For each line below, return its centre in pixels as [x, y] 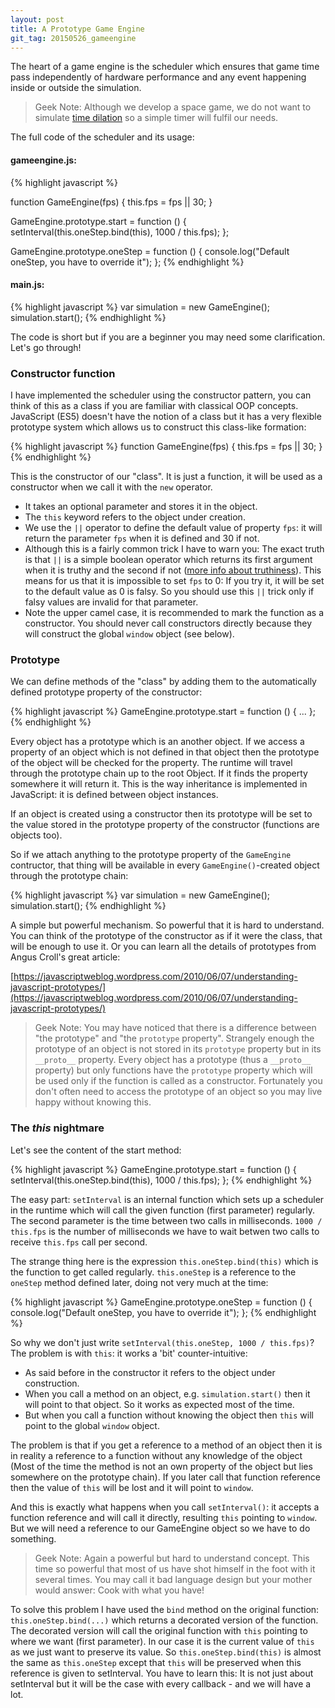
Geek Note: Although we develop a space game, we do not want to [173, 107]
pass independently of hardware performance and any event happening [158, 77]
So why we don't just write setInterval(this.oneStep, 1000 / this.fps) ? [162, 1342]
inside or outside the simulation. [76, 88]
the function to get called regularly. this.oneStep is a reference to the [153, 1272]
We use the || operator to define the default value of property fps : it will [173, 528]
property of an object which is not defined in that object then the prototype [165, 752]
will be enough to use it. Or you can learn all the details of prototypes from [163, 947]
